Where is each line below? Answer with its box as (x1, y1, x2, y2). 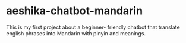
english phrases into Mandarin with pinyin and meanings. (6, 29, 146, 37)
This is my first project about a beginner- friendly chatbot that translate (6, 24, 180, 31)
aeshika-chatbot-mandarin (6, 4, 143, 18)
